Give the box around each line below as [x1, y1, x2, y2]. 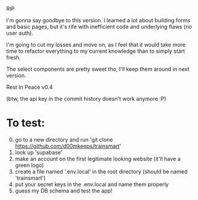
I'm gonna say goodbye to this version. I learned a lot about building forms [6, 17, 191, 23]
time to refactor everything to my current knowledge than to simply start [6, 47, 185, 55]
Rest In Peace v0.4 [6, 83, 53, 91]
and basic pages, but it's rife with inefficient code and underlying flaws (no [6, 23, 193, 30]
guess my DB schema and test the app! [14, 187, 113, 194]
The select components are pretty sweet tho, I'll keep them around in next [6, 65, 190, 73]
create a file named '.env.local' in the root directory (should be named [14, 168, 188, 175]
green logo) [14, 162, 44, 169]
